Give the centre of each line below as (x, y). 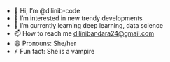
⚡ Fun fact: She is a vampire (54, 51)
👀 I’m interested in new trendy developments (78, 18)
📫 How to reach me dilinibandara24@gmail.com (84, 33)
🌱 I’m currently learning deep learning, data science (88, 25)
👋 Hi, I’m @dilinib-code (47, 11)
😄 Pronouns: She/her (45, 43)
